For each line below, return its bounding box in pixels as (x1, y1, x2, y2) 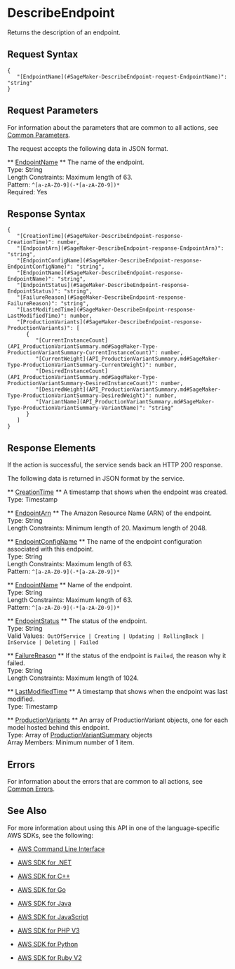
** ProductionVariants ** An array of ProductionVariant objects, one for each (7, 716, 229, 724)
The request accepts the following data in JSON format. (7, 144, 168, 152)
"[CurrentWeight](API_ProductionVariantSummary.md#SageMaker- (35, 356, 221, 363)
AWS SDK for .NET (17, 858, 72, 867)
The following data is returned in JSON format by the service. (7, 474, 184, 483)
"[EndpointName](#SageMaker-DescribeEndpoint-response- (16, 269, 184, 276)
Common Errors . (7, 784, 55, 793)
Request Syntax (7, 48, 79, 60)
